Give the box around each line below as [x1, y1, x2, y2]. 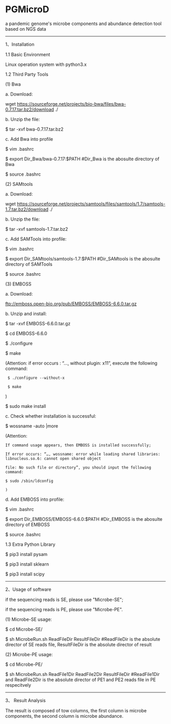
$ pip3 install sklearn [5, 561, 49, 567]
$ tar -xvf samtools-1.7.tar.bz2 [5, 226, 68, 232]
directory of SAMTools [5, 261, 52, 267]
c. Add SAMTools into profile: [5, 236, 67, 242]
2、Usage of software [5, 586, 52, 592]
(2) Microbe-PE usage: [5, 651, 53, 657]
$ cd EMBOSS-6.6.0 [5, 330, 47, 336]
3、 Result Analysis [5, 697, 46, 703]
